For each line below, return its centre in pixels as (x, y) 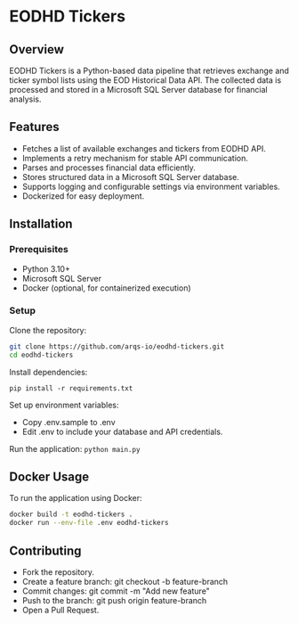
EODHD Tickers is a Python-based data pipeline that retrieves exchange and (149, 70)
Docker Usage (49, 476)
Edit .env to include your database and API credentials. (122, 431)
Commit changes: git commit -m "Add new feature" (116, 591)
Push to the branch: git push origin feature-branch (114, 600)
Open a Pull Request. (60, 610)
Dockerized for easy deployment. (83, 196)
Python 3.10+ (46, 268)
